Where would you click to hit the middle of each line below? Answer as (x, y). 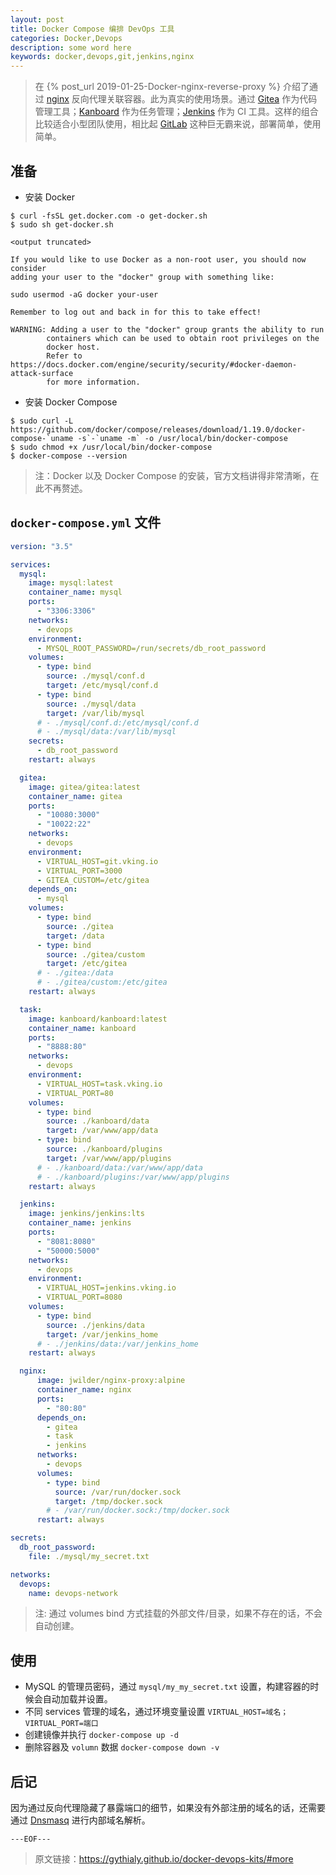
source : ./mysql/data (91, 704)
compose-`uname (42, 438)
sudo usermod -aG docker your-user (84, 294)
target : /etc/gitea (87, 964)
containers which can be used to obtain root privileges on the (183, 338)
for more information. (93, 382)
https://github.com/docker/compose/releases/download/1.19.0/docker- (158, 429)
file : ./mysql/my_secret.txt (89, 1556)
